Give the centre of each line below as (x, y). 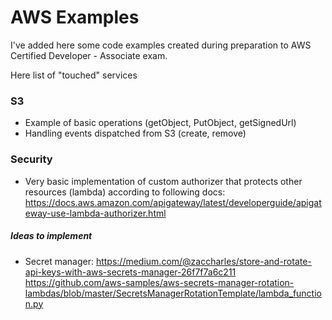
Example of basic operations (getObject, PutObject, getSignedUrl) (160, 123)
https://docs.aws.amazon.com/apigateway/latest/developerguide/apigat (173, 202)
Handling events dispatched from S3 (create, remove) (135, 133)
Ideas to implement (51, 236)
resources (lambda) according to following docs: (125, 192)
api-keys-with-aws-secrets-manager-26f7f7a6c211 (130, 272)
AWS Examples (75, 17)
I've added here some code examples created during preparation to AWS (161, 45)
